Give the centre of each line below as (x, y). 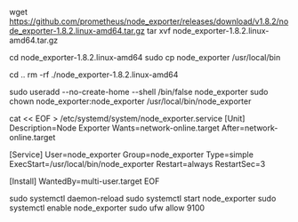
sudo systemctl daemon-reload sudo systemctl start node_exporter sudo (143, 198)
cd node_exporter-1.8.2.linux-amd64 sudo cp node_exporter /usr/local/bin (145, 57)
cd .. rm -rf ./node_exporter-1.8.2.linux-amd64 (94, 75)
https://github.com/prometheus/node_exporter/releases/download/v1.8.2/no (149, 21)
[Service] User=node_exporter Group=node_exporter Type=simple (131, 155)
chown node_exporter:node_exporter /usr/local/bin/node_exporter (130, 101)
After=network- (250, 128)
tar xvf (159, 31)
